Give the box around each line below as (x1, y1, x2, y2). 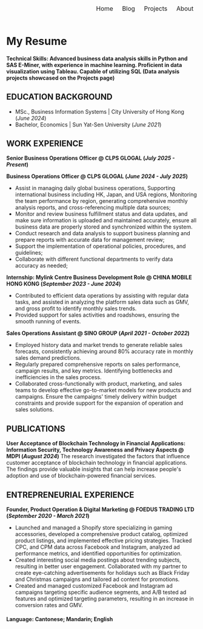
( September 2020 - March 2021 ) (6, 512, 90, 520)
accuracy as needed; (15, 262, 68, 269)
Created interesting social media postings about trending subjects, (15, 556, 182, 564)
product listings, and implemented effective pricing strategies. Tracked (15, 537, 192, 545)
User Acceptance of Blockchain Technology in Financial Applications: (6, 440, 186, 447)
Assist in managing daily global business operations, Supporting (15, 185, 176, 192)
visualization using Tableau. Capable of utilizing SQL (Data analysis (6, 67, 180, 75)
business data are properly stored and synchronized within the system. (15, 223, 193, 230)
